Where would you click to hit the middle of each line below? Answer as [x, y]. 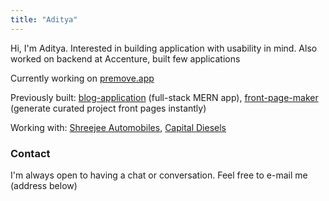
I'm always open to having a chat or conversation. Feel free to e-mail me [159, 175]
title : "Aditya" [44, 19]
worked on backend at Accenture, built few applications [125, 58]
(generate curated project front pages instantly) [108, 108]
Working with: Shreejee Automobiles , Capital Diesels [118, 127]
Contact [30, 153]
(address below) [44, 185]
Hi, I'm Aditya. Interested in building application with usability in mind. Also [164, 48]
